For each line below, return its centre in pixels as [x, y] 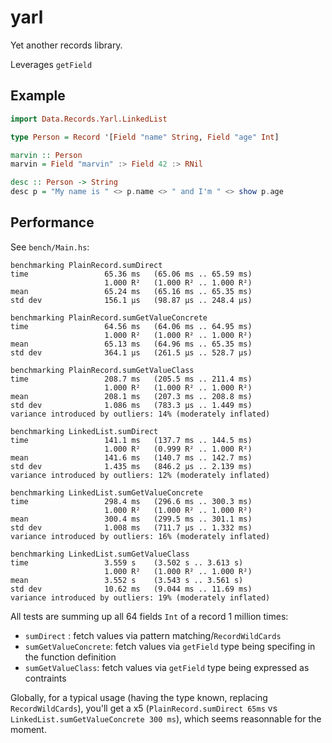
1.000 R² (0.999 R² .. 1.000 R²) [178, 449]
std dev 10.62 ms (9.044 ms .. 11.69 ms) [131, 589]
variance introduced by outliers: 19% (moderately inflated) [140, 597]
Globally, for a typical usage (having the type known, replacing [139, 697]
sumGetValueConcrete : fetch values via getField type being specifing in [170, 646]
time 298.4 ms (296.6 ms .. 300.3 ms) [131, 501]
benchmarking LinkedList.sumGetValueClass [100, 554]
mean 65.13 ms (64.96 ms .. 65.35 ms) [131, 344]
